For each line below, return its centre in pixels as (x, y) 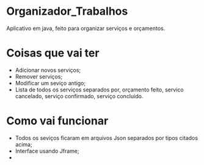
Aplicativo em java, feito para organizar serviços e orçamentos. (86, 28)
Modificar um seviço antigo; (50, 83)
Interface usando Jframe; (47, 151)
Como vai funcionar (57, 121)
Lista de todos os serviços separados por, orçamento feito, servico (100, 90)
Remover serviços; (39, 76)
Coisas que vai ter (53, 53)
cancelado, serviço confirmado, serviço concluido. (79, 96)
